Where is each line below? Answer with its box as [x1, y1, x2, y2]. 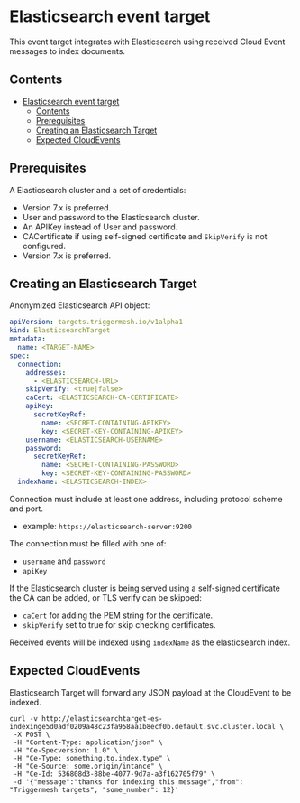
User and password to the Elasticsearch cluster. [22, 211, 200, 222]
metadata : [9, 334, 47, 344]
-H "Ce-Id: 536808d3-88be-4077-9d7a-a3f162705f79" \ [13, 770, 216, 779]
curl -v [9, 714, 39, 724]
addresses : [25, 368, 67, 377]
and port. [9, 503, 43, 514]
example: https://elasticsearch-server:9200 [22, 520, 192, 531]
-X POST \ [13, 730, 50, 739]
